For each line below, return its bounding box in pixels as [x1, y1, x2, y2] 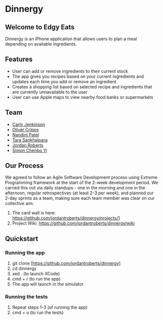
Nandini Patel [12, 132, 39, 137]
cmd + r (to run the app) [12, 276, 61, 282]
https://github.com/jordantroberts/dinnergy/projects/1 [12, 215, 120, 221]
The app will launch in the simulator [12, 281, 84, 287]
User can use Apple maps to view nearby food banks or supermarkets [12, 94, 154, 100]
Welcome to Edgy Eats [5, 23, 75, 31]
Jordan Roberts [12, 142, 44, 148]
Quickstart [5, 234, 39, 243]
